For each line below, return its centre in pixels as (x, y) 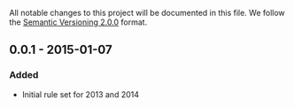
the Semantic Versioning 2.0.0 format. (78, 22)
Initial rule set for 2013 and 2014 (81, 94)
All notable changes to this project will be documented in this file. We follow (147, 13)
